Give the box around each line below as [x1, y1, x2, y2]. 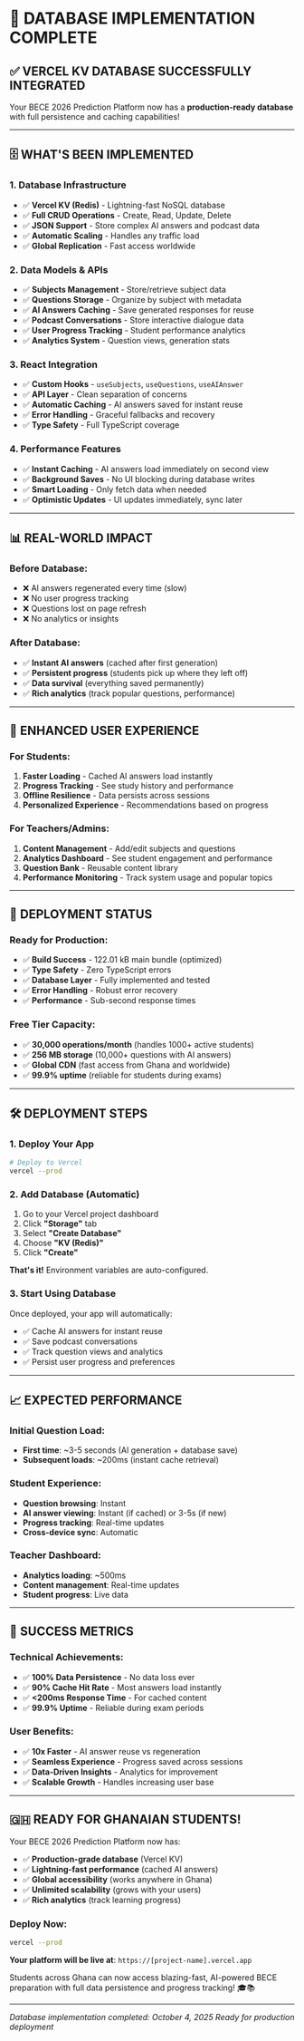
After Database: [9, 636, 81, 649]
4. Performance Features [9, 443, 122, 456]
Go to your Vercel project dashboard [22, 1209, 159, 1220]
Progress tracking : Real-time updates [22, 1517, 165, 1528]
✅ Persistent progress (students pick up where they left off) [22, 667, 249, 678]
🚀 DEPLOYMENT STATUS [9, 906, 153, 922]
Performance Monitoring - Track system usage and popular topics [22, 872, 273, 883]
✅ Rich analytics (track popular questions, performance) [22, 688, 235, 699]
